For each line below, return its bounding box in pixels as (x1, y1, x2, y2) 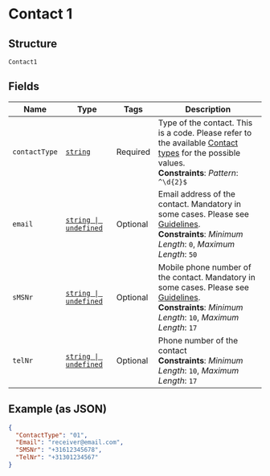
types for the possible (157, 147, 241, 158)
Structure (8, 37, 58, 51)
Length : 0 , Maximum (157, 238, 235, 250)
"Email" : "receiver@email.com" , (15, 438, 125, 446)
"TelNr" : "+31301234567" (15, 454, 99, 462)
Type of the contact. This (157, 117, 253, 128)
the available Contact (157, 137, 239, 148)
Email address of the (157, 188, 235, 199)
